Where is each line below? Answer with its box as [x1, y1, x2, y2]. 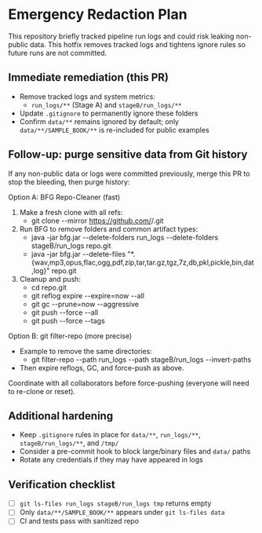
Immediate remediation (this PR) [8, 71, 169, 84]
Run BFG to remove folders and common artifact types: [19, 224, 198, 233]
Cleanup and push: [19, 274, 81, 283]
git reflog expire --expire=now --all [31, 290, 145, 300]
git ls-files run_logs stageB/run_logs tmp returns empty [19, 498, 212, 508]
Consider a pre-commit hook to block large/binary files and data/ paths [19, 447, 251, 456]
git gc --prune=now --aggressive [31, 299, 140, 308]
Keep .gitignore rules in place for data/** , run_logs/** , [19, 430, 202, 440]
